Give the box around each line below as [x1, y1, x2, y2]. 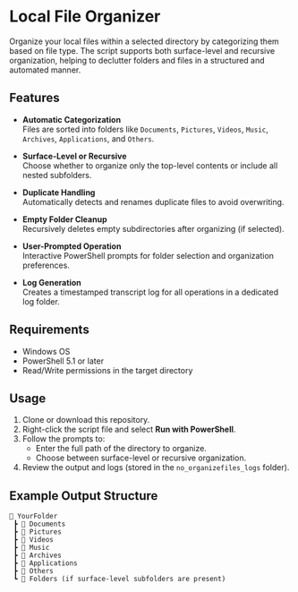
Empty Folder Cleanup [21, 213, 107, 225]
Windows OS [21, 346, 71, 356]
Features [9, 90, 60, 106]
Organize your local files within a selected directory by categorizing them [9, 36, 279, 47]
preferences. [21, 260, 70, 270]
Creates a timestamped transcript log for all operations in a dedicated [21, 287, 279, 297]
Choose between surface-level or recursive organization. [35, 452, 247, 463]
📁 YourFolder [9, 512, 58, 521]
